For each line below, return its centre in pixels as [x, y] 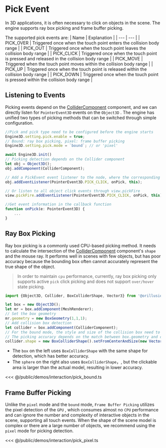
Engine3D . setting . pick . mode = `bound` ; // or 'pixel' [62, 146]
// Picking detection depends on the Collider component [65, 159]
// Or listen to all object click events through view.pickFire [73, 191]
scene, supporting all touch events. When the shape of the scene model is [81, 420]
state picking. [31, 287]
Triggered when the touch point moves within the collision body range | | [79, 64]
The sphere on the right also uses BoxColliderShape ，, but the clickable [84, 362]
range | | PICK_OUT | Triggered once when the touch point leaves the [76, 48]
